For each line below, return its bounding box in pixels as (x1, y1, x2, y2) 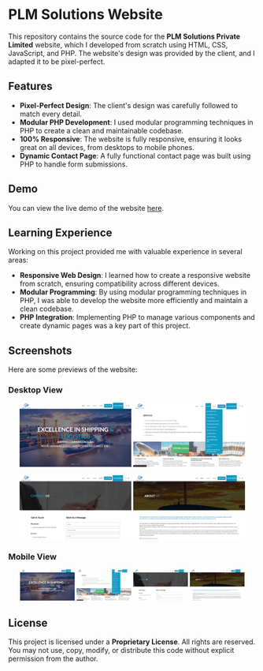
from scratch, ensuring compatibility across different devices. (19, 279, 220, 289)
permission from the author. (8, 654, 98, 664)
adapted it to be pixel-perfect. (8, 57, 106, 66)
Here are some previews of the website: (8, 365, 138, 374)
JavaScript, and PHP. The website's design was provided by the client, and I (8, 48, 256, 58)
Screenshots (8, 343, 72, 357)
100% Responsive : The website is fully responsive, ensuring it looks (19, 134, 243, 144)
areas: (8, 255, 29, 265)
